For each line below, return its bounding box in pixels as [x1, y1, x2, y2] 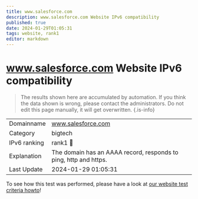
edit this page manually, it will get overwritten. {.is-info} [20, 106, 155, 113]
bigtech [51, 129, 72, 137]
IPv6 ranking [9, 138, 44, 146]
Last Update [9, 165, 43, 173]
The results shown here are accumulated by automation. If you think [20, 93, 186, 100]
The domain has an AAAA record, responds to [51, 148, 179, 156]
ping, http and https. [51, 155, 107, 164]
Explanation [9, 152, 42, 160]
